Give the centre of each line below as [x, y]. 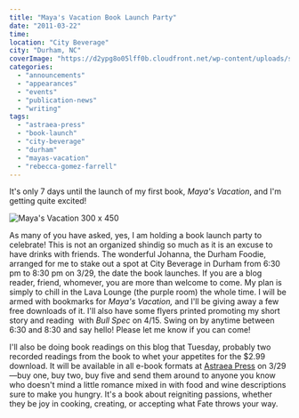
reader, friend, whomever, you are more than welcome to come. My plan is [145, 283]
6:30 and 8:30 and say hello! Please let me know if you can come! [130, 330]
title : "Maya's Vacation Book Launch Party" [93, 17]
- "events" [37, 92]
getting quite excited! [48, 201]
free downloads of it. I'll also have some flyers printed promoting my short [145, 311]
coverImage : [31, 59]
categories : [31, 68]
